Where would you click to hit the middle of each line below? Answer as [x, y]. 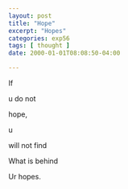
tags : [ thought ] [39, 46]
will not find [28, 145]
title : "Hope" [32, 23]
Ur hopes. [25, 177]
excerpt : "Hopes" [37, 31]
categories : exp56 [39, 38]
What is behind [33, 161]
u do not [22, 99]
